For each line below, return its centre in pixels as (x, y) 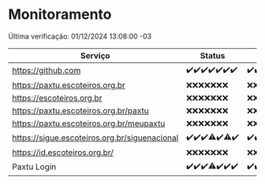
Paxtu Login (34, 167)
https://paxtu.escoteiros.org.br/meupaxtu (89, 123)
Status (213, 55)
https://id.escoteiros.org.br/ (63, 153)
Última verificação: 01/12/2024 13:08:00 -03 (80, 36)
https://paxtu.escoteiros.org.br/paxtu (81, 110)
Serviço (95, 55)
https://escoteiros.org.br (57, 98)
